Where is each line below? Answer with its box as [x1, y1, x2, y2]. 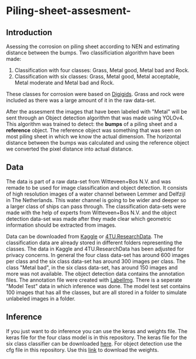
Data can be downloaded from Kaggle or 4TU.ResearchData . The [6, 233, 163, 240]
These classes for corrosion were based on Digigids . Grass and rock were [6, 91, 185, 97]
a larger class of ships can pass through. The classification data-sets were [6, 203, 186, 210]
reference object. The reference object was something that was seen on [6, 127, 181, 134]
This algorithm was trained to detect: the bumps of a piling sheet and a [6, 121, 177, 127]
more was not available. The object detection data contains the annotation [6, 270, 185, 277]
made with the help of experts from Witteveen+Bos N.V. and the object [6, 209, 177, 216]
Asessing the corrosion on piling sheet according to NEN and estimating [6, 43, 180, 50]
